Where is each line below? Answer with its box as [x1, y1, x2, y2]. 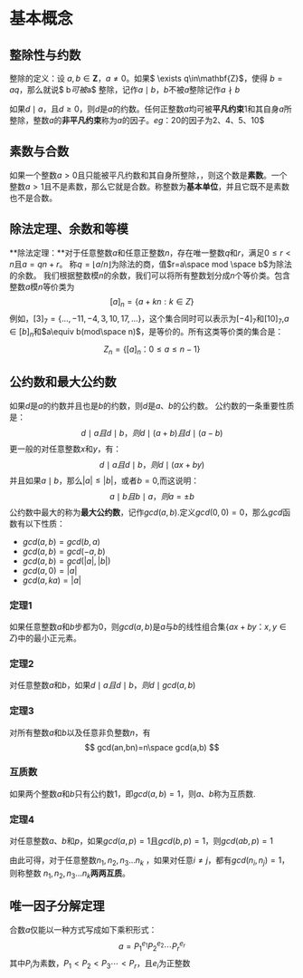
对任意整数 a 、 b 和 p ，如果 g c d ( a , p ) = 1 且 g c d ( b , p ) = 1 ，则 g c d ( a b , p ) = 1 [9, 836, 274, 847]
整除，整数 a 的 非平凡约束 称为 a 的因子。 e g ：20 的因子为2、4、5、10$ [9, 115, 265, 125]
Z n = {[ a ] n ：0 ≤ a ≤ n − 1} [103, 344, 201, 356]
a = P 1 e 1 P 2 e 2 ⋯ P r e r [118, 939, 186, 953]
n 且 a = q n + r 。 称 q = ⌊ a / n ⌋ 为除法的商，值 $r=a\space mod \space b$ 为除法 [9, 258, 292, 269]
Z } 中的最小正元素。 [9, 632, 81, 644]
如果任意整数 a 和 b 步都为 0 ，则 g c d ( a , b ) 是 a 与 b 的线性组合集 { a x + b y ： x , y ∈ [9, 621, 287, 632]
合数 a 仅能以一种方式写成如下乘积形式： [9, 924, 157, 934]
